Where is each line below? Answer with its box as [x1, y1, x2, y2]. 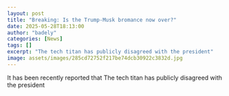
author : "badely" [7, 29, 57, 36]
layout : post [7, 10, 45, 17]
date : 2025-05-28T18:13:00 [7, 23, 85, 29]
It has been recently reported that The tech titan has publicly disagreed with [7, 73, 222, 82]
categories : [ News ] [7, 36, 63, 43]
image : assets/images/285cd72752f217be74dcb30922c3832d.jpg [7, 55, 184, 62]
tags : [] [7, 42, 32, 49]
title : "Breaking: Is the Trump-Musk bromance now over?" [7, 16, 177, 23]
